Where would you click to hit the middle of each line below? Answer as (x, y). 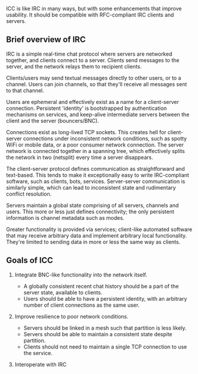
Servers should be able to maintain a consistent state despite (98, 334)
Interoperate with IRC (40, 364)
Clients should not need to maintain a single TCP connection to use (105, 347)
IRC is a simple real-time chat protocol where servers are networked (89, 54)
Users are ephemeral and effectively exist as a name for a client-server (92, 102)
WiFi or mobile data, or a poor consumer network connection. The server (95, 145)
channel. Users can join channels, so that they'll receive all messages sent (97, 84)
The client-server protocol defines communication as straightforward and (95, 168)
